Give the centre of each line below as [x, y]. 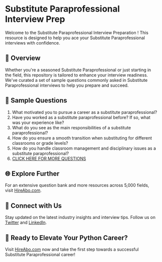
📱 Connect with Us [33, 206]
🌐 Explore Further [32, 174]
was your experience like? [38, 123]
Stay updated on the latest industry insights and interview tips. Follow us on [80, 217]
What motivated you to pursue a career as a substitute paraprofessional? [84, 112]
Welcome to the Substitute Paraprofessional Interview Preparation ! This [77, 32]
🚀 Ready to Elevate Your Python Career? [66, 238]
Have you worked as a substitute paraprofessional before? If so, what [81, 117]
